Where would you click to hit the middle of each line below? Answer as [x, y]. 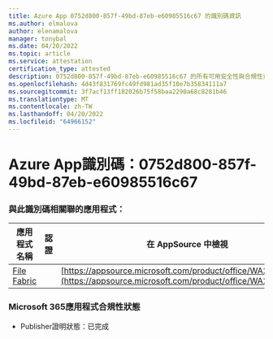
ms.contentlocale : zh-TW [50, 106]
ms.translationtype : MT [49, 99]
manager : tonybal [38, 39]
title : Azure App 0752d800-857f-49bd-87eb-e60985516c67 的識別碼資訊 [125, 16]
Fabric [25, 281]
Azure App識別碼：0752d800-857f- [133, 165]
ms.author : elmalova [43, 24]
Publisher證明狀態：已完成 [65, 326]
